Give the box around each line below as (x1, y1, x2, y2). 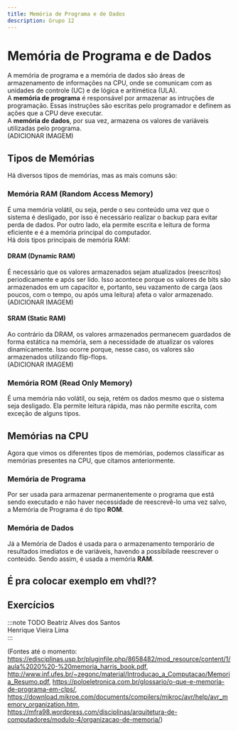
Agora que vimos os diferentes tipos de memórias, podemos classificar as (7, 449, 225, 458)
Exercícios (7, 599, 55, 611)
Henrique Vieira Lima (7, 626, 69, 634)
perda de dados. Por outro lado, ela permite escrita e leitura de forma (7, 220, 210, 228)
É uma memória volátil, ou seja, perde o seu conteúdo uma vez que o (7, 205, 210, 214)
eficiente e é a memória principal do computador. (7, 228, 152, 236)
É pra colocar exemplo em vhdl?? (7, 575, 157, 587)
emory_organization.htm (7, 700, 78, 708)
